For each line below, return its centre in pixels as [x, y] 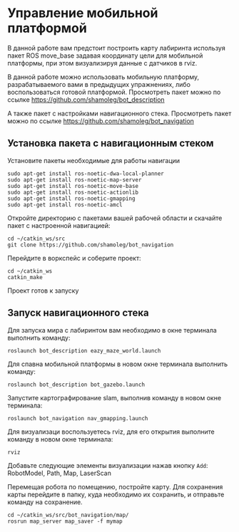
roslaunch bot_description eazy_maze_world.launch [84, 350]
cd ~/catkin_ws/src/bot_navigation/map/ [68, 515]
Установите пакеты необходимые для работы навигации [94, 160]
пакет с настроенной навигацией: [59, 225]
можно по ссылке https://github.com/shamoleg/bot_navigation [101, 121]
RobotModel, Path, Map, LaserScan [60, 473]
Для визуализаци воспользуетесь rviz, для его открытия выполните [111, 432]
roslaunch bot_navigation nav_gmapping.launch [78, 418]
